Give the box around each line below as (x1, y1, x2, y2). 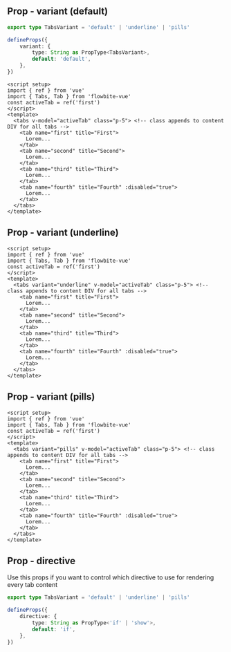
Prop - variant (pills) (7, 391, 95, 403)
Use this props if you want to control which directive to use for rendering (7, 573, 214, 581)
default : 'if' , (32, 626, 76, 633)
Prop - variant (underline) (7, 227, 119, 239)
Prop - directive (7, 555, 76, 566)
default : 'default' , (32, 55, 91, 63)
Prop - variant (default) (7, 6, 109, 17)
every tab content (7, 581, 58, 589)
